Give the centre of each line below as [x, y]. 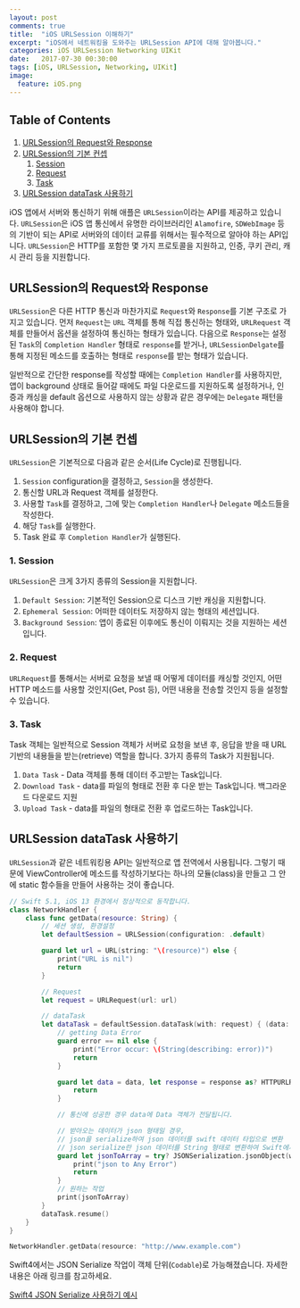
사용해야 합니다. [37, 408]
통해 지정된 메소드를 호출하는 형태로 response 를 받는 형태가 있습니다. [129, 356]
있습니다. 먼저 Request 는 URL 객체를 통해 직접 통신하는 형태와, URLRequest [153, 322]
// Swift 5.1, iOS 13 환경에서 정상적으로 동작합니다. [100, 901]
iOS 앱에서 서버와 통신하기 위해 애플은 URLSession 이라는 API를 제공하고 [133, 212]
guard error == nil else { [107, 1041]
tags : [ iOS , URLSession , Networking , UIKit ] [93, 68]
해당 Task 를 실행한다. [59, 526]
